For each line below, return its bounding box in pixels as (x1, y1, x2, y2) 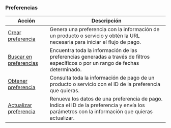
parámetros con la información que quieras (49, 108, 153, 115)
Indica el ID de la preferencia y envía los (49, 101, 145, 109)
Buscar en (8, 53, 32, 60)
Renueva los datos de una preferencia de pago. (49, 95, 163, 103)
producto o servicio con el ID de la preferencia (49, 81, 160, 88)
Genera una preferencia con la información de (49, 26, 160, 33)
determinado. (49, 66, 82, 73)
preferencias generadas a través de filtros (49, 53, 150, 60)
